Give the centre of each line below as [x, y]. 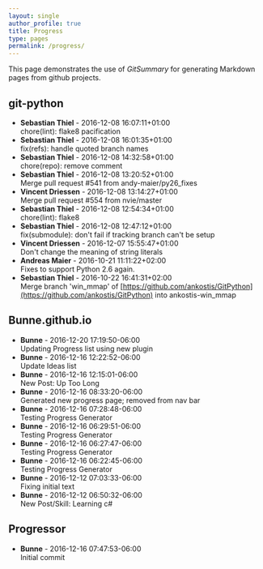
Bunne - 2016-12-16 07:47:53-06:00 [81, 549]
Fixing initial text [47, 486]
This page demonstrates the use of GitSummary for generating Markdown [132, 69]
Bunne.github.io [50, 321]
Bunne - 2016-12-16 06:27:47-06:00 [81, 443]
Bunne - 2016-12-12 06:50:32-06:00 [81, 494]
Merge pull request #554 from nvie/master [91, 200]
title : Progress [36, 31]
